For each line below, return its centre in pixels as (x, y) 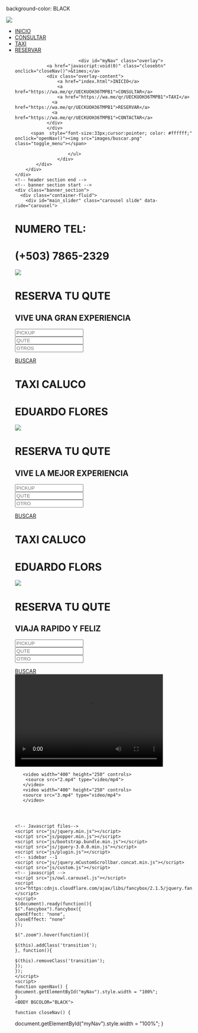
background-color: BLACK (38, 9)
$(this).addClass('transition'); (56, 945)
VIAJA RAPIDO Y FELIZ (58, 629)
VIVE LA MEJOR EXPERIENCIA (72, 473)
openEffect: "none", (40, 914)
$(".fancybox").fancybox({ (48, 909)
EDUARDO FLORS (58, 567)
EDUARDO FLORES (61, 411)
